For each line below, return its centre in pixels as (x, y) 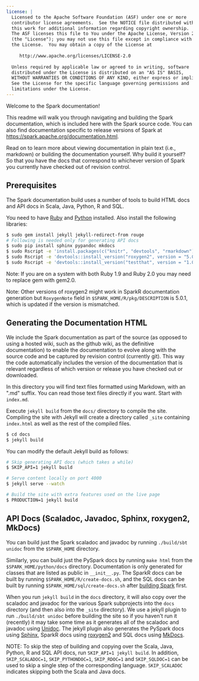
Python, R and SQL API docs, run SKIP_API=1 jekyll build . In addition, (92, 652)
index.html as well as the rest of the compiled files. (69, 423)
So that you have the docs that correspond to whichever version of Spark (96, 160)
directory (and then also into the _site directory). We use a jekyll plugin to (96, 609)
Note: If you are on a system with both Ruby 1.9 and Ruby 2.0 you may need (99, 273)
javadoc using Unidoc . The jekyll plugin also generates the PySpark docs (95, 628)
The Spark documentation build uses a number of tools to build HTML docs (98, 200)
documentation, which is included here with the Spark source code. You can (99, 124)
